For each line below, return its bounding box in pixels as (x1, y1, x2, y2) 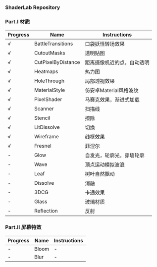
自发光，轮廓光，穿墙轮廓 (85, 152, 145, 159)
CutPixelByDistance (34, 59, 80, 66)
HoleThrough (34, 77, 65, 84)
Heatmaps (34, 68, 58, 75)
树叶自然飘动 (85, 170, 115, 177)
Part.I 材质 (5, 18, 30, 25)
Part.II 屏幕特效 (5, 224, 42, 231)
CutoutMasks (34, 50, 65, 56)
